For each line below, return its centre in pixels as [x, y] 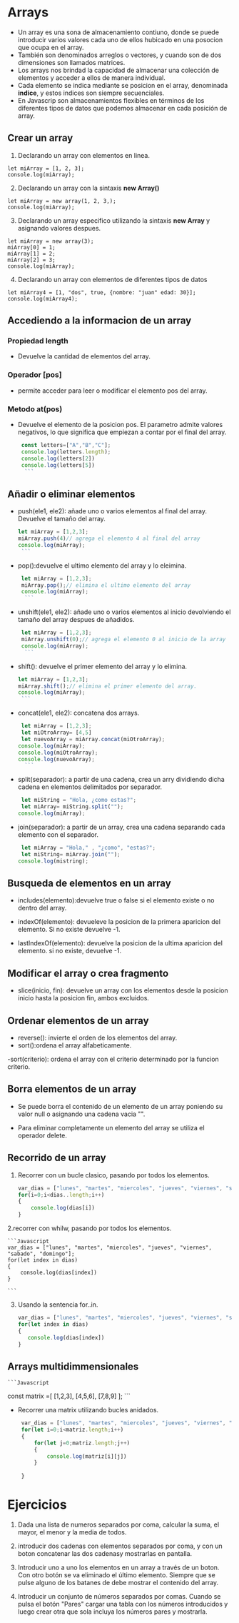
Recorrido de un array [57, 1158]
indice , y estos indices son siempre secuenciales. [91, 93]
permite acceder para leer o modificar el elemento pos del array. [113, 391]
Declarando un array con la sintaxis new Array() [88, 188]
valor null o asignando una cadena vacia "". [81, 1114]
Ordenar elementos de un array [78, 1021]
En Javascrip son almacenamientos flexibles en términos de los [111, 100]
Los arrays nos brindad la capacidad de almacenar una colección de [118, 70]
